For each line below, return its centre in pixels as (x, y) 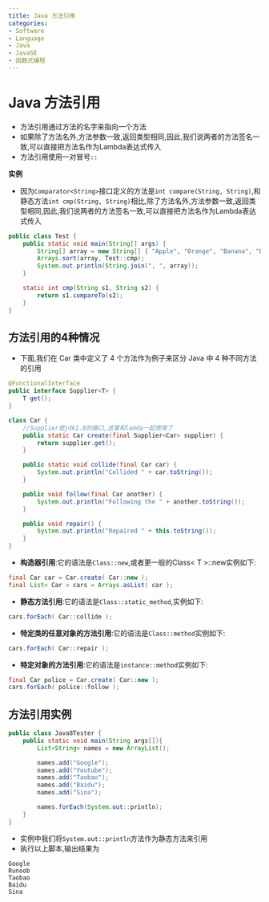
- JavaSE (23, 53)
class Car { (28, 420)
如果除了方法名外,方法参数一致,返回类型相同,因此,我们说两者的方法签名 (136, 137)
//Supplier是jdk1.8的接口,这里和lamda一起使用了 (98, 428)
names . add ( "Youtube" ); (75, 770)
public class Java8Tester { (55, 733)
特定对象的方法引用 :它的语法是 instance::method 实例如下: (114, 664)
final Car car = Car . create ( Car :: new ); (78, 578)
